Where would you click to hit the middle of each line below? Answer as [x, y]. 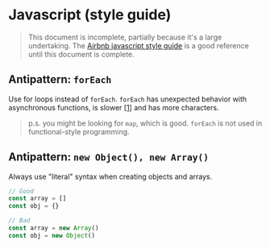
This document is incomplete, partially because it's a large [125, 37]
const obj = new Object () [52, 235]
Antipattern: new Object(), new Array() [109, 157]
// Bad [19, 221]
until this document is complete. [81, 54]
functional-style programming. [79, 131]
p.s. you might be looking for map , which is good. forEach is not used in [145, 123]
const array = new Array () [54, 228]
